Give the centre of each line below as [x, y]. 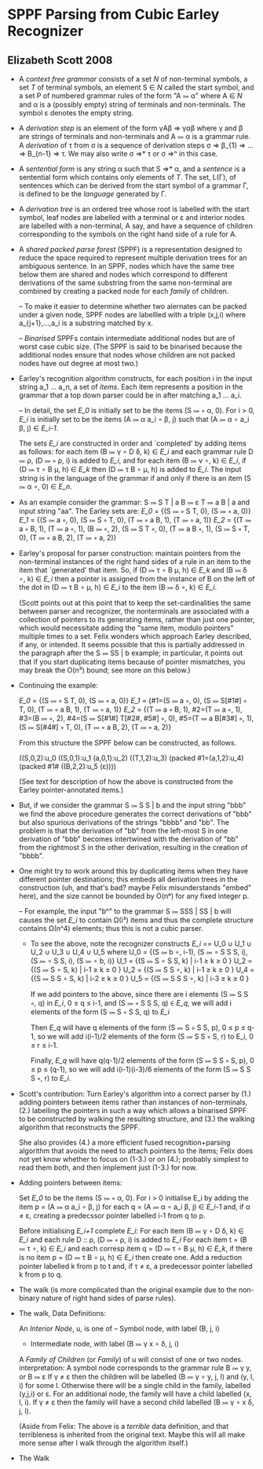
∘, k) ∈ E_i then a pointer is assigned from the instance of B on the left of [137, 579]
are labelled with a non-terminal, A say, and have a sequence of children [135, 226]
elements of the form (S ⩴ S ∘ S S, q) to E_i [100, 1012]
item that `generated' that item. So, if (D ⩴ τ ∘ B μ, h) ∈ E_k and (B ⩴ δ [133, 570]
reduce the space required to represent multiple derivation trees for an [133, 258]
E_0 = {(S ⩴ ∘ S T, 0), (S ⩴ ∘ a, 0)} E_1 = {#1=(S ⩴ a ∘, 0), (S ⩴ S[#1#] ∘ [133, 700]
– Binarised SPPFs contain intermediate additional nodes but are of [127, 338]
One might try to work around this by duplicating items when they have [133, 871]
